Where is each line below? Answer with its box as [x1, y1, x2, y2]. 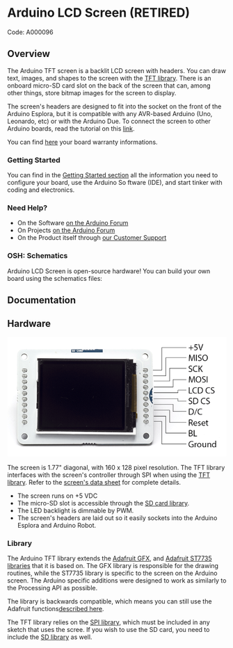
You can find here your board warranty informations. [7, 138, 158, 146]
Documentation [7, 294, 77, 307]
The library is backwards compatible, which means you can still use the [7, 597, 212, 606]
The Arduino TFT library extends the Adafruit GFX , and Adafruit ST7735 [7, 554, 212, 562]
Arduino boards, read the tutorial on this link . [7, 124, 135, 133]
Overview [7, 48, 51, 60]
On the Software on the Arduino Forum [17, 219, 129, 227]
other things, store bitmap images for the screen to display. [7, 88, 177, 97]
